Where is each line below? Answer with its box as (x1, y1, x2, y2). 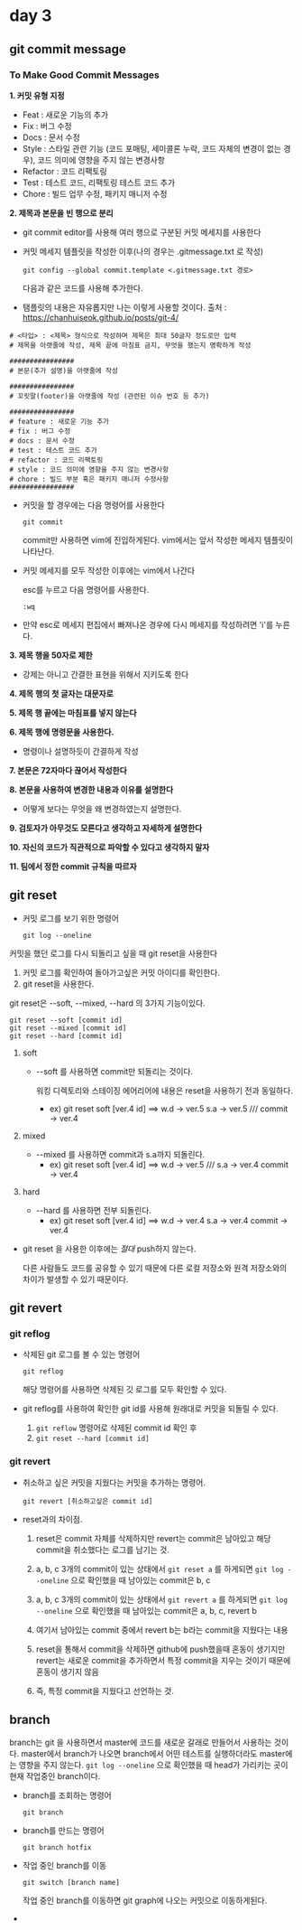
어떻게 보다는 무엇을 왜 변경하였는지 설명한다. (22, 803, 182, 814)
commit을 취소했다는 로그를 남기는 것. (35, 1544, 169, 1555)
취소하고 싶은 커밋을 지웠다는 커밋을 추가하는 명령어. (22, 1476, 206, 1487)
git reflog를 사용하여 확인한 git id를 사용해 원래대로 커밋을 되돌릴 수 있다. (22, 1403, 279, 1414)
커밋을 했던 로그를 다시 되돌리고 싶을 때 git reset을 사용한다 (9, 948, 218, 959)
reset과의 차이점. (22, 1513, 83, 1524)
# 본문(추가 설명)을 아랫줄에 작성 (9, 366, 119, 375)
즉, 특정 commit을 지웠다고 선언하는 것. (35, 1685, 174, 1696)
